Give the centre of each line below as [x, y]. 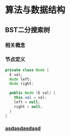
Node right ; [22, 84]
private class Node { [27, 70]
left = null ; [27, 102]
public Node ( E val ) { [33, 93]
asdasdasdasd [23, 129]
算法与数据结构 [35, 10]
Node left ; [21, 79]
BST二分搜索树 [28, 30]
